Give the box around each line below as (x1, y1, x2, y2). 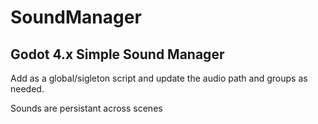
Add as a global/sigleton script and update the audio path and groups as (10, 72, 308, 84)
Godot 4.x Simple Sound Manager (10, 46, 225, 63)
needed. (10, 83, 45, 95)
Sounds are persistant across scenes (10, 102, 163, 114)
